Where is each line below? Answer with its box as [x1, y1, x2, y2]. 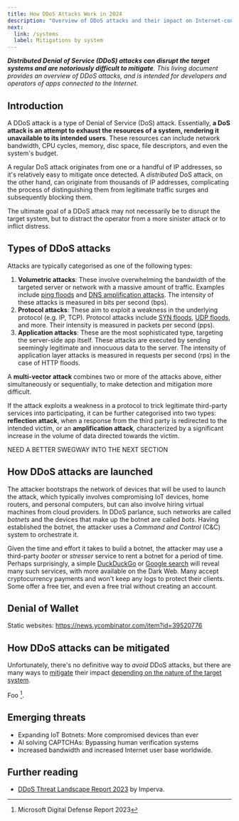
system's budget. [7, 149, 58, 157]
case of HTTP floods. [17, 358, 80, 367]
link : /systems [14, 30, 59, 38]
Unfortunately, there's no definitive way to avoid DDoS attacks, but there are [7, 661, 231, 669]
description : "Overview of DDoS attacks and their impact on [7, 17, 193, 24]
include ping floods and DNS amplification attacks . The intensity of [17, 290, 214, 299]
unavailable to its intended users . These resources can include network [7, 133, 221, 142]
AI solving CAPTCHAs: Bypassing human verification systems [17, 738, 199, 746]
